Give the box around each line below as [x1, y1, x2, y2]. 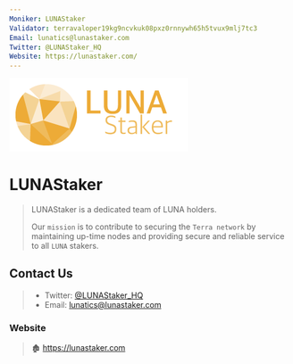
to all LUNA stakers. [30, 241, 99, 252]
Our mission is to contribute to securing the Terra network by [30, 221, 256, 232]
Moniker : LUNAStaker [9, 14, 87, 23]
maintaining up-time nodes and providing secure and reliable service [30, 231, 285, 242]
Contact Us [9, 266, 73, 281]
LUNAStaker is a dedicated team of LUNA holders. [30, 204, 217, 215]
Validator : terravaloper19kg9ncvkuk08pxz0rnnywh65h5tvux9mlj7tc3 [9, 23, 257, 33]
